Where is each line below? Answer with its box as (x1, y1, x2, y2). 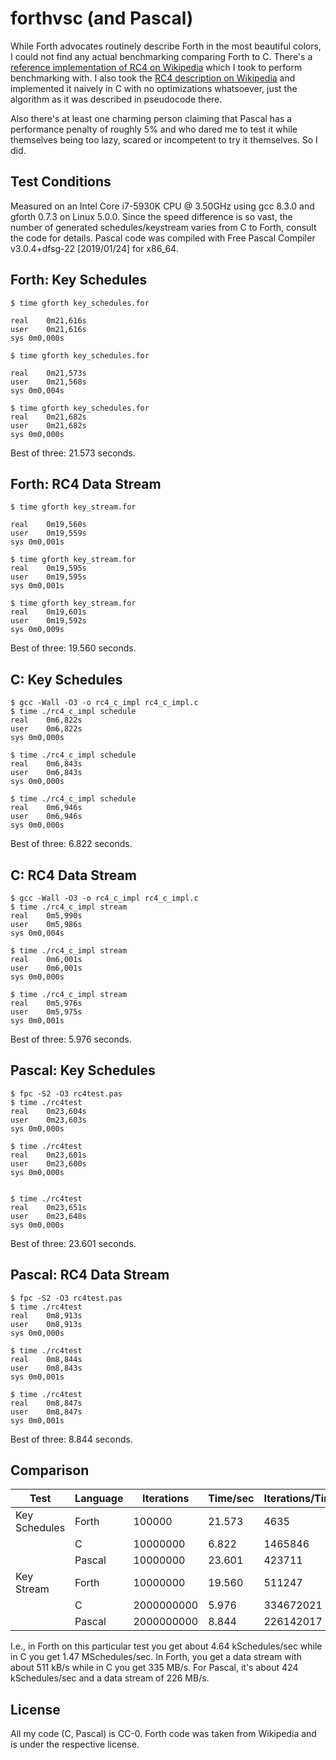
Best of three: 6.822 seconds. (10, 838, 133, 850)
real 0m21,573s (10, 368, 87, 378)
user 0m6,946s (10, 812, 83, 822)
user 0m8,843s (10, 1363, 83, 1373)
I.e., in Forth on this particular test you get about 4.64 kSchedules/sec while (10, 1640, 323, 1652)
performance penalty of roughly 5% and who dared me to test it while (10, 123, 298, 135)
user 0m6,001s (10, 963, 83, 973)
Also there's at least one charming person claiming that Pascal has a (10, 112, 293, 124)
